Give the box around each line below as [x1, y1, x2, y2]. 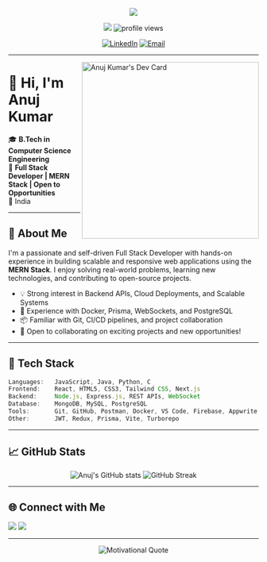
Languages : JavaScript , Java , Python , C [8, 378, 151, 386]
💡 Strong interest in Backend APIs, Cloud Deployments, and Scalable [19, 288, 245, 298]
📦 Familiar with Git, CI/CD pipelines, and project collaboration [19, 314, 223, 325]
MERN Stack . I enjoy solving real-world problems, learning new [8, 264, 216, 274]
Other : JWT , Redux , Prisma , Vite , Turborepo [8, 414, 180, 422]
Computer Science [8, 145, 72, 155]
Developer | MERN [8, 171, 70, 180]
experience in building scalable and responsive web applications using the [8, 256, 252, 266]
